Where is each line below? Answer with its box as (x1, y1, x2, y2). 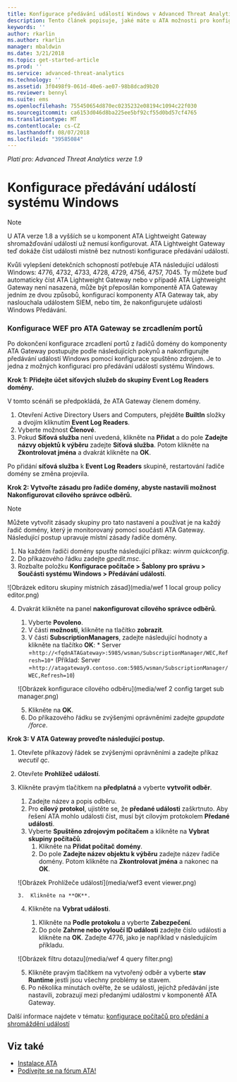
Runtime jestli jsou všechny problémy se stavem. (28, 976, 171, 984)
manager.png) (17, 692, 59, 701)
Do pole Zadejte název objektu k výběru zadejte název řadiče (38, 850, 220, 858)
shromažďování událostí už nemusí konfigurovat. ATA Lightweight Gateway (7, 239, 226, 248)
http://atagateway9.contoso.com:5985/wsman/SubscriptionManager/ (32, 665, 229, 672)
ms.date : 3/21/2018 (7, 50, 65, 57)
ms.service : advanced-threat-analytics (7, 69, 125, 76)
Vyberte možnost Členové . (17, 426, 97, 434)
